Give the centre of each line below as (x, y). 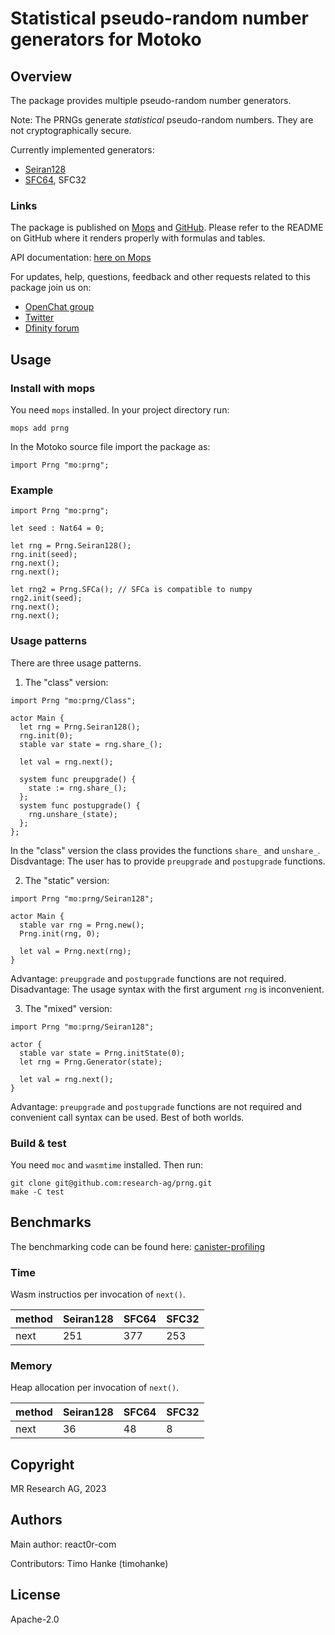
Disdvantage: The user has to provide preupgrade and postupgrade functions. (168, 861)
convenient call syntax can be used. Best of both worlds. (127, 1117)
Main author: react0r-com (63, 1544)
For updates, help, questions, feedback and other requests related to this (160, 277)
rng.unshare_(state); (73, 814)
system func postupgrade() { (80, 805)
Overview (41, 76)
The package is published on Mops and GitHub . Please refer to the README (167, 228)
